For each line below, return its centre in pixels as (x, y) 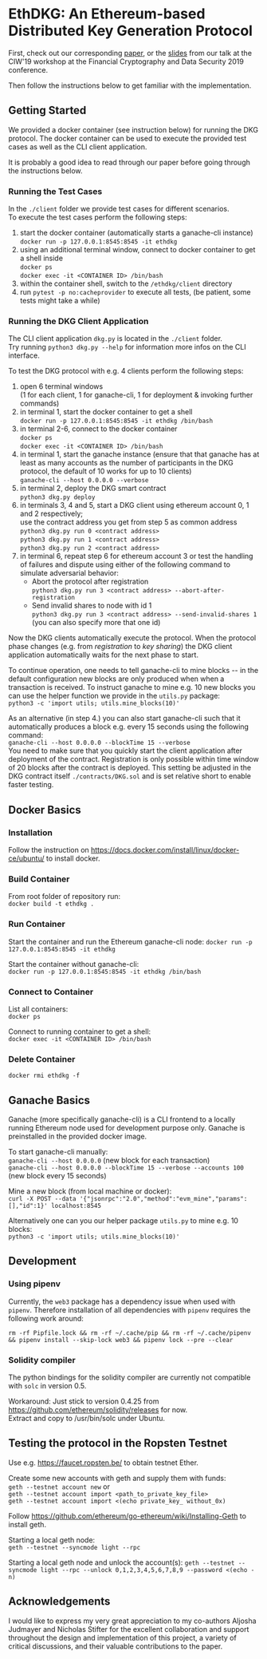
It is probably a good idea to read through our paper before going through (130, 162)
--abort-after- (200, 591)
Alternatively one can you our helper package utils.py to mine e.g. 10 (124, 1221)
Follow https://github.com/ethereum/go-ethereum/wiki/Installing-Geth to (128, 1516)
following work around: (46, 1318)
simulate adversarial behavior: (69, 573)
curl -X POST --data (43, 1199)
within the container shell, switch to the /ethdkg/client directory (126, 283)
